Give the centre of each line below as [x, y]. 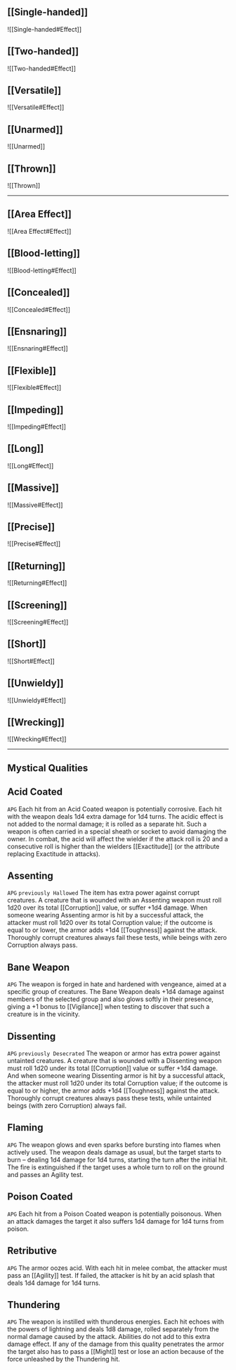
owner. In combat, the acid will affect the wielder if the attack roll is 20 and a [118, 838]
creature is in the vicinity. [44, 1014]
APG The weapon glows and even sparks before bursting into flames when [114, 1145]
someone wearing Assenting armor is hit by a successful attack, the [105, 915]
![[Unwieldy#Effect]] [37, 700]
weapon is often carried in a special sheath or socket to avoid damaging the [117, 831]
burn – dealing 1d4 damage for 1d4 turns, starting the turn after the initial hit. [118, 1160]
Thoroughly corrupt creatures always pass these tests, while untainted [110, 1098]
